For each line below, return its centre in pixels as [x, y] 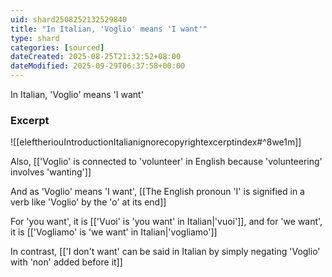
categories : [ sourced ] [57, 47]
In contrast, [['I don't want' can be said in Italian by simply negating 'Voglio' [165, 252]
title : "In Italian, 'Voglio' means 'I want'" [109, 29]
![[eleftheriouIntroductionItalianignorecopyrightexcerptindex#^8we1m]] [156, 142]
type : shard [35, 38]
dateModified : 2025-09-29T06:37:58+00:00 [98, 66]
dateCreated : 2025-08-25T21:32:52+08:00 [96, 57]
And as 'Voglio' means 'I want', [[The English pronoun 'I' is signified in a [157, 192]
